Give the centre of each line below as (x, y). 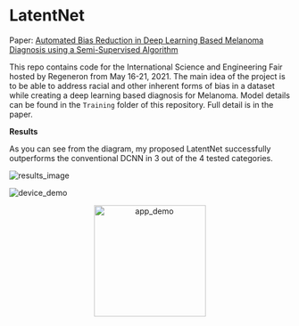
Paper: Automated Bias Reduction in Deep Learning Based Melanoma (137, 40)
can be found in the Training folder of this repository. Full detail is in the (141, 104)
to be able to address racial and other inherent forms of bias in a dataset (142, 86)
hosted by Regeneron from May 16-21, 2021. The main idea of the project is (147, 76)
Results (24, 131)
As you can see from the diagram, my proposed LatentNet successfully (140, 149)
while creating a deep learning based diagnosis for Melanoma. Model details (149, 95)
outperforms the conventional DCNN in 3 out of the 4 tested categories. (141, 158)
